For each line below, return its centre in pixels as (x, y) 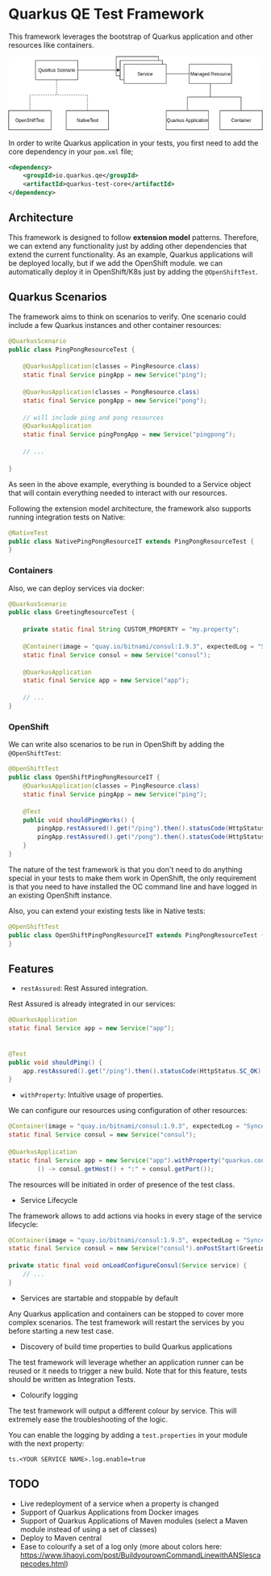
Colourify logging (49, 1395)
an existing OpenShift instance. (60, 895)
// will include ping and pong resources (93, 418)
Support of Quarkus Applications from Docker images (109, 1512)
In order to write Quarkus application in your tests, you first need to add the (133, 143)
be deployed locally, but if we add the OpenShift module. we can (116, 263)
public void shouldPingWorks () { (79, 820)
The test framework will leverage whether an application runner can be (126, 1362)
